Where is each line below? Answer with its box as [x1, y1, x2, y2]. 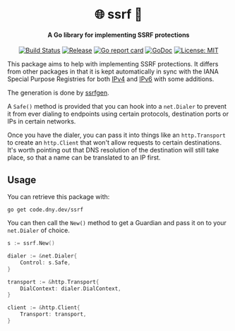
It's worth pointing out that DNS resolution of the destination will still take [7, 146, 219, 155]
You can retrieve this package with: [7, 193, 110, 201]
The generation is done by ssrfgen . [7, 88, 109, 97]
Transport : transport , [20, 311, 87, 318]
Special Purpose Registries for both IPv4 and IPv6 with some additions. [7, 75, 215, 83]
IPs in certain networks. [7, 117, 76, 126]
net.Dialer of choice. [7, 226, 71, 235]
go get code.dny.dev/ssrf [7, 206, 83, 214]
